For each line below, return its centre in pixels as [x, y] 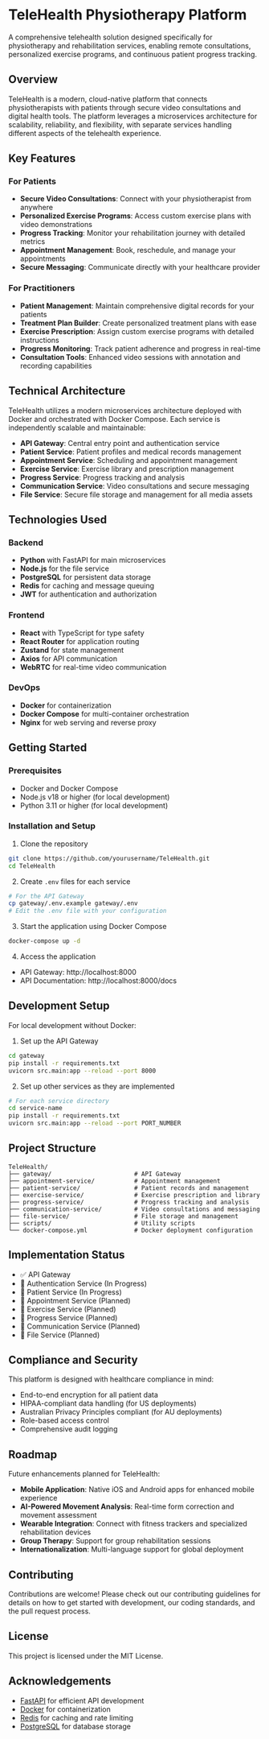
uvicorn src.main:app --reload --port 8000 [82, 1071]
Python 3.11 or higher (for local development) [94, 805]
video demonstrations [56, 225]
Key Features [42, 159]
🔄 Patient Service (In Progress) [71, 1292]
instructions [40, 340]
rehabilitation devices [55, 1532]
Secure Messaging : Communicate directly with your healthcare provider [140, 267]
